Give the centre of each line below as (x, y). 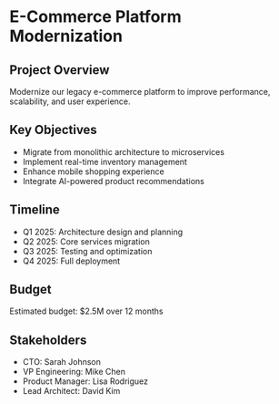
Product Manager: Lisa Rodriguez (85, 381)
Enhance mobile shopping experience (94, 171)
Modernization (66, 36)
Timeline (35, 210)
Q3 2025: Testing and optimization (87, 251)
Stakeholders (48, 340)
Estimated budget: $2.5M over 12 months (86, 311)
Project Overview (60, 70)
